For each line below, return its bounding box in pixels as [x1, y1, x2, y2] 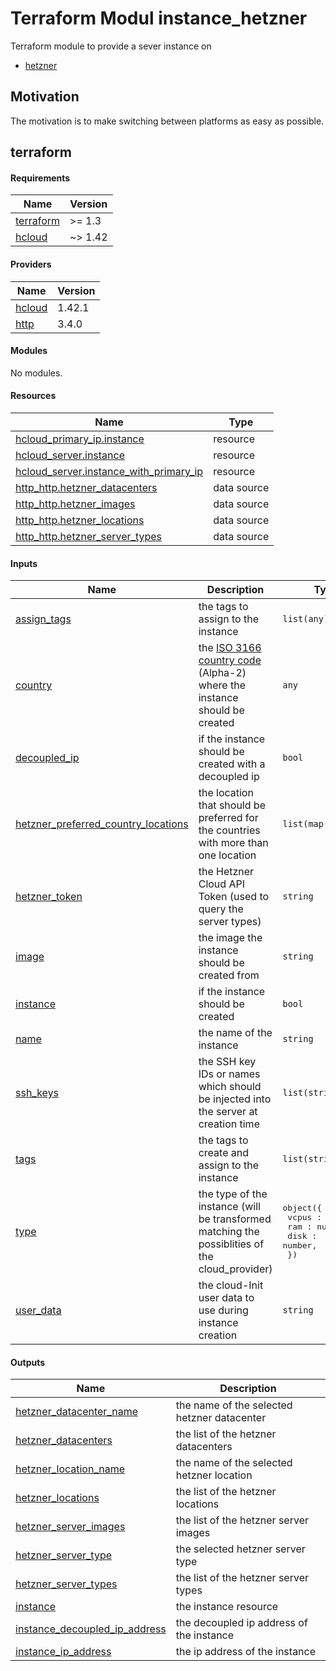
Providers [10, 258, 52, 270]
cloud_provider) [198, 1262, 273, 1276]
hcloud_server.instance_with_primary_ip [15, 464, 204, 478]
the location [198, 786, 254, 800]
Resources [10, 390, 57, 402]
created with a [198, 757, 266, 771]
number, [282, 1240, 318, 1251]
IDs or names [198, 1067, 261, 1081]
